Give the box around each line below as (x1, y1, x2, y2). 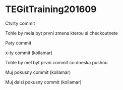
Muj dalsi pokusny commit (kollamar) (5, 79, 82, 85)
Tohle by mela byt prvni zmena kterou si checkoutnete (5, 30, 118, 36)
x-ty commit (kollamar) (5, 50, 53, 56)
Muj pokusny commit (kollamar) (5, 69, 71, 75)
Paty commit (5, 39, 32, 46)
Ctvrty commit (5, 20, 35, 26)
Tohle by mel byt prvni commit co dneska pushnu (5, 59, 108, 65)
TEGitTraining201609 (5, 4, 97, 15)
